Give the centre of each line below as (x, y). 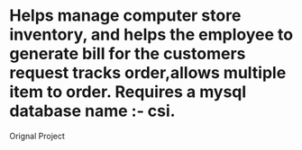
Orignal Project (37, 136)
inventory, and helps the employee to (151, 35)
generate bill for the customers (128, 54)
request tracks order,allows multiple (148, 73)
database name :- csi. (92, 111)
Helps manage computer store (125, 16)
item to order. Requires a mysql (128, 92)
